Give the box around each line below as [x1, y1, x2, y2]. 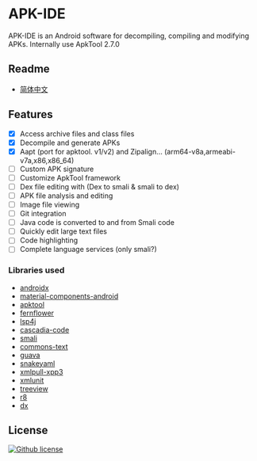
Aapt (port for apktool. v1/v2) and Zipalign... [19, 147, 163, 156]
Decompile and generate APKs [19, 138, 121, 147]
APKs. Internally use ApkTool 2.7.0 [8, 39, 121, 48]
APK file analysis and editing [19, 191, 113, 200]
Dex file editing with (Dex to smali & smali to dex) [19, 181, 180, 191]
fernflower [19, 308, 54, 318]
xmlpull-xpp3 [19, 367, 63, 376]
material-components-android [19, 291, 119, 301]
